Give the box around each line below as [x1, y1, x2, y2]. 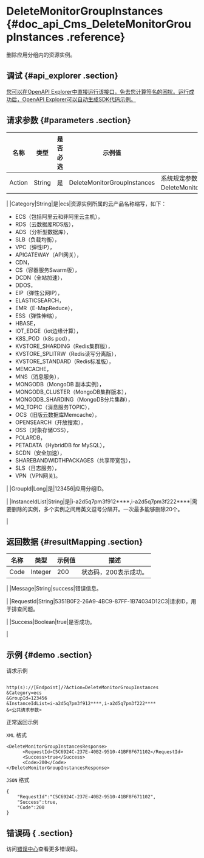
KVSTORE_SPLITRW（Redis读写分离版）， [15, 350, 120, 357]
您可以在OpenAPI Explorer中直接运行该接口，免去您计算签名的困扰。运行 [6, 88, 189, 95]
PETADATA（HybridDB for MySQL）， [15, 441, 108, 448]
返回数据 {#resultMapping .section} [6, 536, 143, 547]
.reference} [66, 30, 126, 44]
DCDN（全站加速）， [15, 274, 66, 281]
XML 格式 [6, 731, 27, 739]
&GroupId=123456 [6, 695, 47, 701]
